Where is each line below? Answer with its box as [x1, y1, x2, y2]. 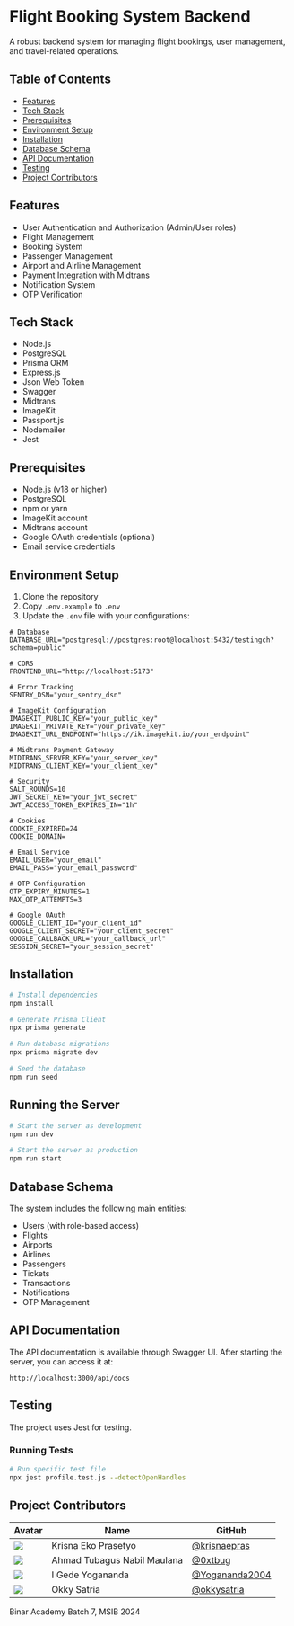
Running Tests [9, 1444, 73, 1457]
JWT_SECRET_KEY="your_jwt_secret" [9, 793, 139, 802]
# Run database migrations [9, 1040, 110, 1049]
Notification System [22, 279, 96, 289]
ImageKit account [22, 512, 88, 523]
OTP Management [22, 1296, 90, 1307]
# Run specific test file [9, 1464, 106, 1473]
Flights [22, 1230, 48, 1240]
